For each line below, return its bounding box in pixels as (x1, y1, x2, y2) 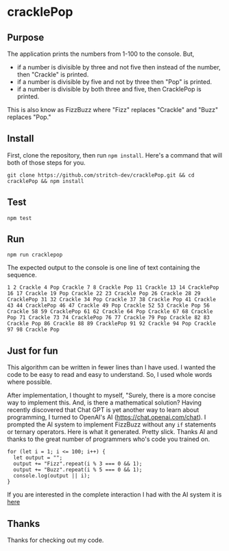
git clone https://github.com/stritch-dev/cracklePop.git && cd (7, 171, 195, 179)
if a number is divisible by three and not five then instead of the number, (16, 63, 221, 71)
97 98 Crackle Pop (7, 326, 60, 334)
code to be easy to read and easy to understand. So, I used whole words (7, 371, 213, 379)
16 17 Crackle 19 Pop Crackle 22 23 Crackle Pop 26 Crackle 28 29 (7, 290, 201, 297)
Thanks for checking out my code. (7, 536, 104, 544)
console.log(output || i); (13, 473, 91, 479)
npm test (7, 215, 32, 222)
